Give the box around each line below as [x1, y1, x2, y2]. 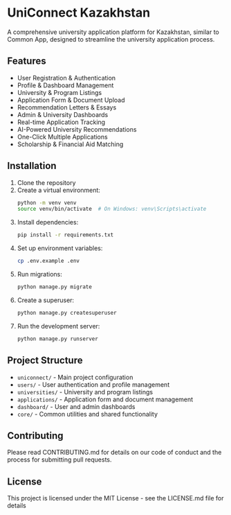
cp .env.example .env [17, 258, 80, 265]
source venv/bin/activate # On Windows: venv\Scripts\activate [17, 206, 207, 213]
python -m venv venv [17, 199, 77, 206]
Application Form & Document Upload [17, 96, 126, 104]
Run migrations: [17, 270, 62, 279]
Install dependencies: [17, 218, 79, 227]
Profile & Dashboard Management [17, 81, 114, 89]
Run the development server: [17, 322, 100, 330]
